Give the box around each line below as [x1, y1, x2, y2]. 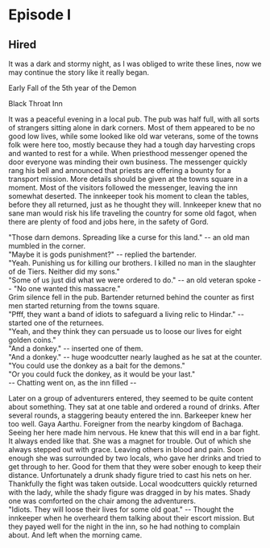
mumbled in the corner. [8, 241, 86, 250]
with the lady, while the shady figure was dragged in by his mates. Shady [8, 488, 251, 496]
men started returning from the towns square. [8, 301, 160, 311]
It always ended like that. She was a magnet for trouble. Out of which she [8, 436, 251, 446]
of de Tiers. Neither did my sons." [8, 267, 120, 276]
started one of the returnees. [8, 318, 105, 328]
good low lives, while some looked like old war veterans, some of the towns [8, 131, 260, 141]
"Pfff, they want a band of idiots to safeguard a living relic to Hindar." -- [8, 310, 244, 319]
